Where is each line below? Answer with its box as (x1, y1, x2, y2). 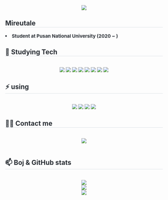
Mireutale (5, 19, 36, 28)
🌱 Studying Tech (5, 48, 57, 57)
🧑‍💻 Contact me (5, 119, 52, 127)
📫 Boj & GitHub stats (5, 158, 71, 167)
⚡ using (5, 83, 29, 91)
